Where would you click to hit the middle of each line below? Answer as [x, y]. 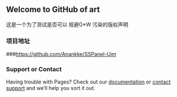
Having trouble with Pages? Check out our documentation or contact [88, 82]
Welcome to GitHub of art [53, 10]
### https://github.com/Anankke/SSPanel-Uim [61, 54]
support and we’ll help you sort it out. [51, 88]
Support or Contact [34, 70]
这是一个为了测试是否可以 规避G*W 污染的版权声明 [67, 24]
